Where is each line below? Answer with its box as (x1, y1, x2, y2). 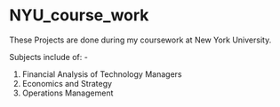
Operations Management (21, 88, 114, 98)
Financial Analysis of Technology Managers (21, 68, 182, 80)
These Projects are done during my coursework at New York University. (9, 34, 272, 45)
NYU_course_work (9, 5, 149, 26)
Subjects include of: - (9, 51, 89, 62)
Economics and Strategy (21, 78, 113, 88)
